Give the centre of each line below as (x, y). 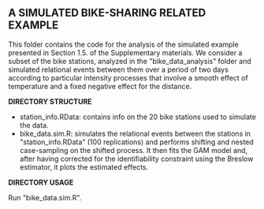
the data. (34, 125)
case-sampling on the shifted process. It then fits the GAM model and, (134, 150)
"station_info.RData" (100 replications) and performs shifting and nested (136, 142)
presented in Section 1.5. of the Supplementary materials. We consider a (125, 52)
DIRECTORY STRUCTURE (50, 101)
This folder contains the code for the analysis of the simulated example (123, 44)
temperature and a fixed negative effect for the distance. (100, 86)
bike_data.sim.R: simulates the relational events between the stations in (135, 133)
